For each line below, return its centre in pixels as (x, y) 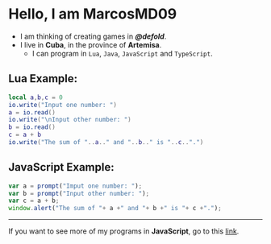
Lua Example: (43, 79)
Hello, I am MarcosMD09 (93, 14)
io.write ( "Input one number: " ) (63, 105)
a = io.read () (32, 112)
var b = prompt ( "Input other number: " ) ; (79, 193)
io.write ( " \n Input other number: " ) (70, 120)
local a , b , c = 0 (35, 97)
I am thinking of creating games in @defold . (93, 36)
